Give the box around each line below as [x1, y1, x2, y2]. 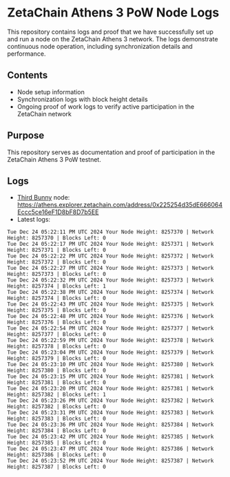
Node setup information [17, 87, 85, 96]
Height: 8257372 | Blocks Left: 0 [7, 259, 107, 266]
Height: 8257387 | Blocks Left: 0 [7, 463, 107, 471]
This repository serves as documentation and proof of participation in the [7, 148, 216, 156]
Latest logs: [17, 215, 50, 224]
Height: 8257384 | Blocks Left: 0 [7, 427, 107, 434]
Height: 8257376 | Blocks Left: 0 [7, 319, 107, 326]
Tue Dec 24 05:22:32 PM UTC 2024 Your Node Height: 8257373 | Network [7, 277, 214, 284]
